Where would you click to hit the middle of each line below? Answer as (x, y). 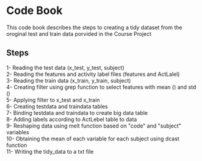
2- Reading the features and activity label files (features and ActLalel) (93, 74)
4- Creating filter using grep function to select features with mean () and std (101, 87)
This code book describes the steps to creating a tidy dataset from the (94, 27)
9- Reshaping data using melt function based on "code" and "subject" (94, 126)
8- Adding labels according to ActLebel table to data (72, 119)
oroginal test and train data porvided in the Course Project (79, 33)
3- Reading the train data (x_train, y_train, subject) (69, 80)
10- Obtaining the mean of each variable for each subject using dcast (93, 139)
